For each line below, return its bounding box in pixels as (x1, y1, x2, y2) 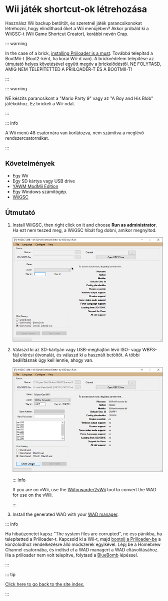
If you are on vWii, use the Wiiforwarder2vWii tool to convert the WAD (12, 486, 156, 492)
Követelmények (5, 159, 55, 168)
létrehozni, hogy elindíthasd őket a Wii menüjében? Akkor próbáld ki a (5, 25, 149, 31)
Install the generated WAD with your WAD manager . (12, 511, 119, 517)
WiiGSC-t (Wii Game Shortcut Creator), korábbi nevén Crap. (5, 31, 128, 37)
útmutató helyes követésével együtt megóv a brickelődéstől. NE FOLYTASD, (5, 61, 161, 67)
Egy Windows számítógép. (12, 188, 67, 194)
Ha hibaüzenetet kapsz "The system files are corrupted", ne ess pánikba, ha (5, 530, 162, 537)
